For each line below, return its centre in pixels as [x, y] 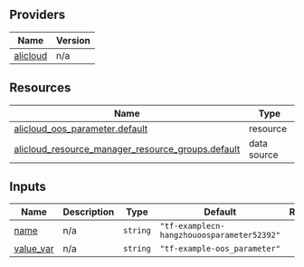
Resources [40, 88]
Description [89, 212]
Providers [38, 15]
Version [73, 40]
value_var [34, 249]
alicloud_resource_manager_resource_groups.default [127, 148]
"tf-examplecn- [192, 226]
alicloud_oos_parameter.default [81, 129]
